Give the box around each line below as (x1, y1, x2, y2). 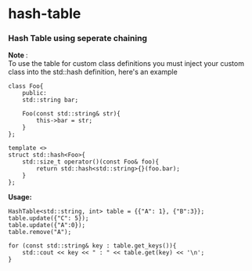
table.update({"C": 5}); (8, 214, 89, 222)
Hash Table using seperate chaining (8, 33, 147, 44)
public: (22, 90, 47, 97)
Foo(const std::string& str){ (22, 110, 121, 118)
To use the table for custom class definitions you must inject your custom (8, 59, 245, 68)
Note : (8, 50, 28, 60)
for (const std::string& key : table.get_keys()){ (8, 242, 177, 250)
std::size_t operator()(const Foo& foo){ (22, 158, 159, 166)
